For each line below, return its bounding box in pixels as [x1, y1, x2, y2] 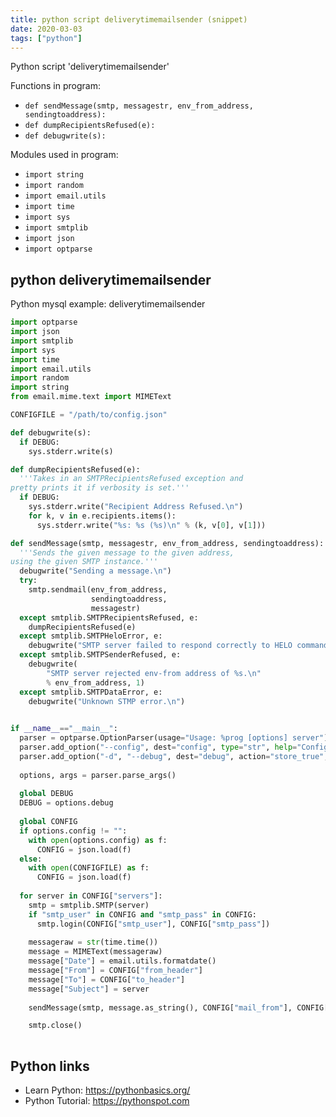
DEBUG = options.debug [19, 798, 114, 808]
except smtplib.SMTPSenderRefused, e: [19, 650, 182, 660]
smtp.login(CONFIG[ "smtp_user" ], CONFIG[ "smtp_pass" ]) [36, 919, 271, 929]
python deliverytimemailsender [10, 271, 212, 288]
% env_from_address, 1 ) [46, 677, 145, 688]
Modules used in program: [10, 149, 119, 161]
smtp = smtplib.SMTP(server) [28, 900, 150, 910]
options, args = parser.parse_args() [19, 770, 177, 780]
